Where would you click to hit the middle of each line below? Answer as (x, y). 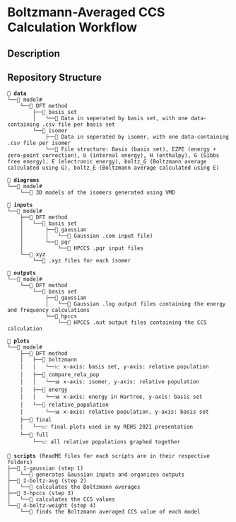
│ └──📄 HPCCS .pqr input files (82, 248)
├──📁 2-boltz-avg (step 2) (47, 481)
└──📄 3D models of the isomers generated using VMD (98, 193)
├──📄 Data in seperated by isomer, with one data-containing (137, 137)
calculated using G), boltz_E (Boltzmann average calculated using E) (113, 168)
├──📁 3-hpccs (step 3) (41, 493)
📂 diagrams (23, 180)
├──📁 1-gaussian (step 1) (45, 469)
